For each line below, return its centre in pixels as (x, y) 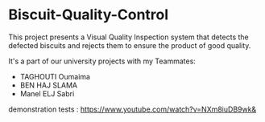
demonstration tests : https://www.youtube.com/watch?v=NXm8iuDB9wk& (132, 109)
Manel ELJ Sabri (47, 93)
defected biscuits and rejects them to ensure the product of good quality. (130, 45)
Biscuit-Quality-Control (89, 15)
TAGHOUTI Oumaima (55, 76)
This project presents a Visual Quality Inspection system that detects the (129, 37)
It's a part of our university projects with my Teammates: (102, 61)
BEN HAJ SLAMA (49, 85)
